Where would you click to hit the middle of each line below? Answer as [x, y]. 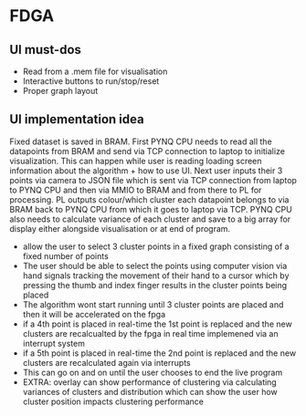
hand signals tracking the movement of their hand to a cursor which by [156, 276]
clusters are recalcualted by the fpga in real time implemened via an [150, 333]
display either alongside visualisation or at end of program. [120, 228]
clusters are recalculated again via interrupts [106, 362]
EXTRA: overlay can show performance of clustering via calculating [149, 382]
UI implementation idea [77, 120]
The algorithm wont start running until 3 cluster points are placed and [153, 304]
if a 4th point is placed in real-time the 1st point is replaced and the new [157, 324]
